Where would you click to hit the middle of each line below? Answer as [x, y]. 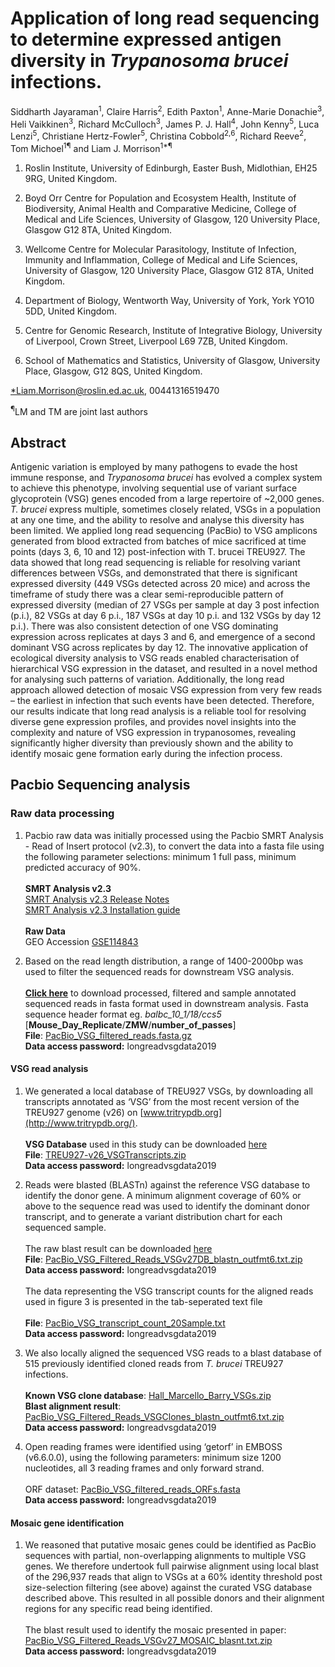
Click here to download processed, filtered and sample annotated [160, 993]
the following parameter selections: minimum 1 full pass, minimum [160, 856]
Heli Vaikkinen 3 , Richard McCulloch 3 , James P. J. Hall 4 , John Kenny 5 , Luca [165, 123]
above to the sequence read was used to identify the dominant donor [167, 1206]
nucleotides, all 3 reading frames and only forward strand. [144, 1468]
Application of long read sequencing [165, 18]
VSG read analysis [49, 1069]
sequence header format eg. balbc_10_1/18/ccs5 [123, 1014]
